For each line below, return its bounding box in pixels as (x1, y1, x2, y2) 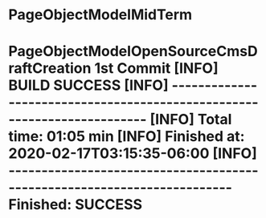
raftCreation (8, 59, 92, 78)
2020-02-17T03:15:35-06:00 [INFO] (8, 144, 257, 163)
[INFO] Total (149, 111, 232, 129)
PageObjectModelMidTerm (8, 6, 193, 24)
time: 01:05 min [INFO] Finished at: (8, 127, 245, 146)
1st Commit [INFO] (94, 59, 219, 78)
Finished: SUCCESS (8, 196, 143, 214)
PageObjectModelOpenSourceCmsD (8, 42, 259, 61)
